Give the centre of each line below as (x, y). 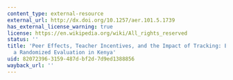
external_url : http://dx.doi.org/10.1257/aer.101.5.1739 (91, 20)
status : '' (23, 40)
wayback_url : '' (31, 65)
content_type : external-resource (55, 14)
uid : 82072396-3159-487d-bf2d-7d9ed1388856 (71, 59)
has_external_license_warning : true (60, 26)
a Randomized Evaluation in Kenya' (65, 53)
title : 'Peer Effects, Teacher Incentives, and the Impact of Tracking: (114, 46)
